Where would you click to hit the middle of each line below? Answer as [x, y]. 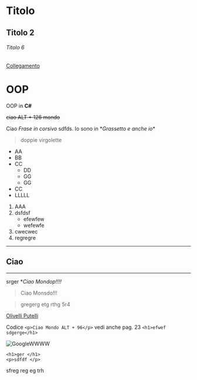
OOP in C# [19, 106]
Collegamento [23, 65]
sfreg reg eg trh [25, 370]
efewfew [34, 219]
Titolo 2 [20, 33]
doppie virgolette [41, 140]
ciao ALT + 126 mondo [33, 117]
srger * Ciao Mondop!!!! [34, 281]
